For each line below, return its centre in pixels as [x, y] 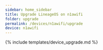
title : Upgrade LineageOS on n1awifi [44, 14]
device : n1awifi [22, 28]
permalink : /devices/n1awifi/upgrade [44, 24]
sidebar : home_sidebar [28, 10]
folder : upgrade [22, 19]
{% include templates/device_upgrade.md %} [51, 42]
